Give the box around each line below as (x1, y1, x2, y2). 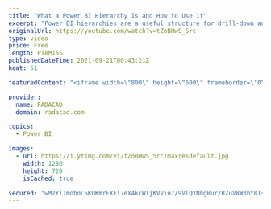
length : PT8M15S (8, 49, 63, 57)
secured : (8, 189, 38, 197)
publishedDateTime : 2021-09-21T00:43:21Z (8, 57, 150, 65)
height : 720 (23, 166, 63, 175)
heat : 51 (8, 64, 38, 72)
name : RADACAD (15, 100, 63, 109)
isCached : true (23, 174, 74, 182)
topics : (8, 122, 35, 131)
